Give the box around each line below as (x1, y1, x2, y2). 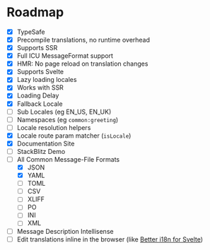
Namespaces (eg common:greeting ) (16, 115, 119, 124)
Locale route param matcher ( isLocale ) (16, 131, 132, 140)
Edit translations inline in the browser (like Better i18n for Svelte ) (16, 234, 203, 244)
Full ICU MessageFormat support (16, 52, 114, 60)
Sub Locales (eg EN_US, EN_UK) (16, 107, 112, 116)
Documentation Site (16, 139, 75, 148)
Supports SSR (16, 44, 58, 52)
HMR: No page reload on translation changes (16, 59, 148, 68)
